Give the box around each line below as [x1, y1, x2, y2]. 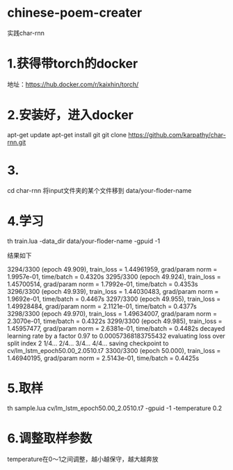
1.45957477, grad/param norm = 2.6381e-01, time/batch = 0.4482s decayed [7, 324, 225, 332]
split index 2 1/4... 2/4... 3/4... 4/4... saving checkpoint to [7, 339, 169, 347]
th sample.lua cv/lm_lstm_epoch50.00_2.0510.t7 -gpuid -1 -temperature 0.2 [7, 404, 223, 412]
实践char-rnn [7, 29, 45, 37]
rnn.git [7, 138, 26, 146]
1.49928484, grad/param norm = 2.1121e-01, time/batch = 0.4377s [7, 301, 197, 311]
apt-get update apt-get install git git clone [7, 130, 127, 139]
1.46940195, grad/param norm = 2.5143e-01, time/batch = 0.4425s [7, 354, 200, 362]
